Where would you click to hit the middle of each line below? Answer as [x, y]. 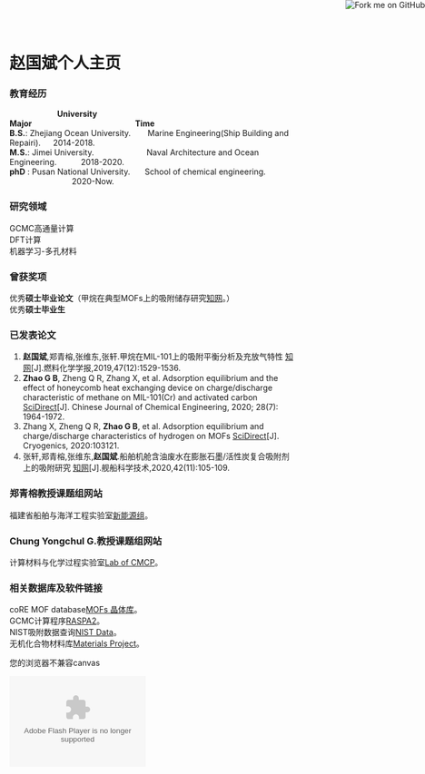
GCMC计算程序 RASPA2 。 [57, 621]
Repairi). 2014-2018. [52, 143]
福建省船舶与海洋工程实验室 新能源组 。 [81, 515]
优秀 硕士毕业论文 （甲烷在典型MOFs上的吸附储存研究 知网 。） [122, 299]
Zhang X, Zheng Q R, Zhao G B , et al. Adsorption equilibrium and [143, 426]
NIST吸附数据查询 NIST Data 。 [65, 632]
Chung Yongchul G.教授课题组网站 [86, 541]
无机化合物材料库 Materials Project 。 [77, 643]
